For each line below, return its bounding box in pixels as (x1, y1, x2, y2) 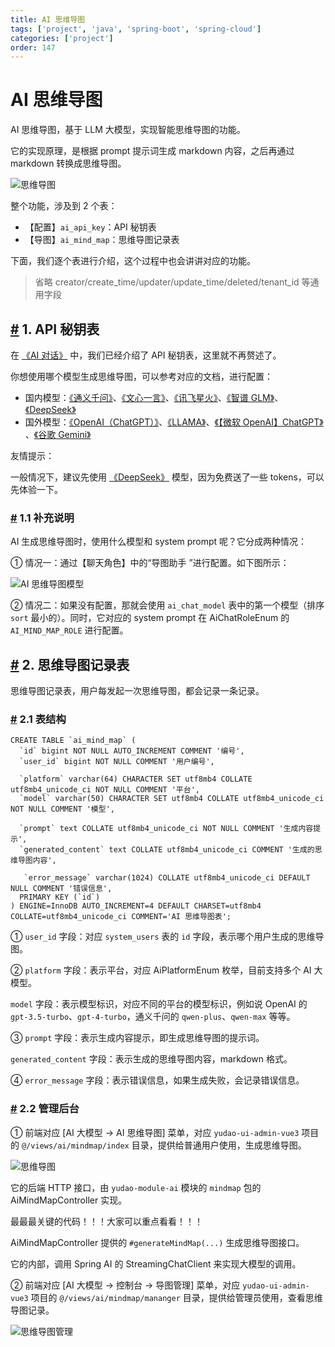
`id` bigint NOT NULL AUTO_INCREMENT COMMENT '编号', (19, 746, 245, 756)
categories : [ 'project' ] (10, 33, 114, 43)
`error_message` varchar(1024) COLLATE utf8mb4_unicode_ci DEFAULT (23, 873, 311, 883)
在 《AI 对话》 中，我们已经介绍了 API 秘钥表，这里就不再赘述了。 (10, 349, 282, 361)
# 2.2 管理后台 (10, 1102, 80, 1116)
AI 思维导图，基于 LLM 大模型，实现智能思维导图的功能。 (10, 124, 246, 136)
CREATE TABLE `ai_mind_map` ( (10, 736, 137, 746)
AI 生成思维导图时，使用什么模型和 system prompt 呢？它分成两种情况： (10, 536, 308, 548)
